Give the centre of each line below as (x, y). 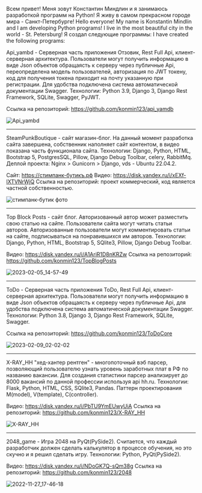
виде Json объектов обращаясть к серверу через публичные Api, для (96, 303)
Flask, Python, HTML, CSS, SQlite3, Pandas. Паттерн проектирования (94, 388)
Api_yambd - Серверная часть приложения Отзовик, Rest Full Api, (90, 52)
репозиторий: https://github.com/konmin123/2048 (69, 472)
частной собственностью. (40, 188)
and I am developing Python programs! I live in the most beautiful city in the (100, 28)
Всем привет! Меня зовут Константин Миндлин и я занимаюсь (87, 9)
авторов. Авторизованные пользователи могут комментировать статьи (98, 230)
